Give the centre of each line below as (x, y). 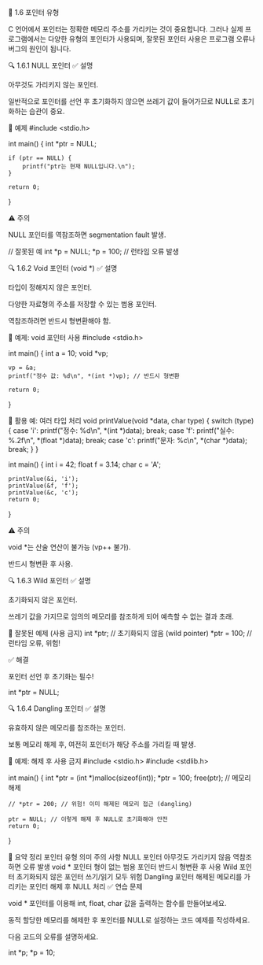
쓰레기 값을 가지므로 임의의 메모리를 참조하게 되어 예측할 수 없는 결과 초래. (121, 616)
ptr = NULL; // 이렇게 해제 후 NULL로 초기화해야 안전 (88, 819)
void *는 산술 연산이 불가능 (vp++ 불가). (69, 547)
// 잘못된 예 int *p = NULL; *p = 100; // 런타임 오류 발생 (93, 251)
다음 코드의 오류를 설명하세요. (53, 937)
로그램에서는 (27, 39)
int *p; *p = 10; (32, 952)
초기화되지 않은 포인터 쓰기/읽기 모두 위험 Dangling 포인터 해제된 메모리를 (129, 876)
